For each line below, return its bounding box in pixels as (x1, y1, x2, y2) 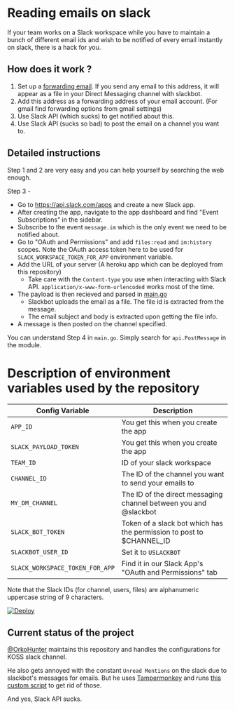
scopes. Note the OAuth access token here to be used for (17, 245, 184, 253)
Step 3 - (7, 187, 31, 195)
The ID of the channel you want (121, 469, 225, 478)
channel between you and (121, 498, 207, 508)
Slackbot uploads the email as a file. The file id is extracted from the (27, 297, 225, 306)
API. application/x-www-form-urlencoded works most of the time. (27, 282, 215, 290)
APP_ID (10, 422, 33, 431)
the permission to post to (121, 527, 204, 537)
